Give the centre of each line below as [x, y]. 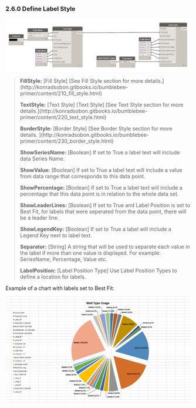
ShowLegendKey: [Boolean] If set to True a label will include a [95, 229]
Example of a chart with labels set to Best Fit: [60, 288]
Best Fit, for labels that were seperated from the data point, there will [103, 211]
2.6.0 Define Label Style [40, 9]
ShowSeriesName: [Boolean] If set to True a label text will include [100, 152]
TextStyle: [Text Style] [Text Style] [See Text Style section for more [102, 105]
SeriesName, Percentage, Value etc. [64, 259]
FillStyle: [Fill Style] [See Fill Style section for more [82, 81]
